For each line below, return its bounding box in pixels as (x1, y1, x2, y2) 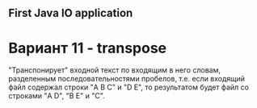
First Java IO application (8, 6, 133, 20)
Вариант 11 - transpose (8, 39, 167, 57)
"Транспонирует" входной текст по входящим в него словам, (8, 65, 221, 75)
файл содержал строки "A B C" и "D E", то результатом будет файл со (8, 82, 249, 92)
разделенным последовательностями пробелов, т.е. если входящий (8, 74, 245, 84)
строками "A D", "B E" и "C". (8, 91, 105, 101)
